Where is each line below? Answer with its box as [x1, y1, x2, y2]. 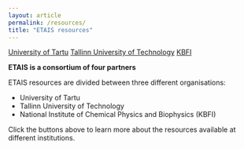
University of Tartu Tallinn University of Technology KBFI [8, 48, 192, 57]
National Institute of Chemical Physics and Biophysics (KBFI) [19, 110, 216, 119]
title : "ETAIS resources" [8, 26, 93, 34]
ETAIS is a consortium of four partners [8, 63, 136, 72]
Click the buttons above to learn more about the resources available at [8, 125, 236, 134]
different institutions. [8, 133, 76, 143]
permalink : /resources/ [8, 19, 87, 27]
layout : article [8, 11, 61, 20]
